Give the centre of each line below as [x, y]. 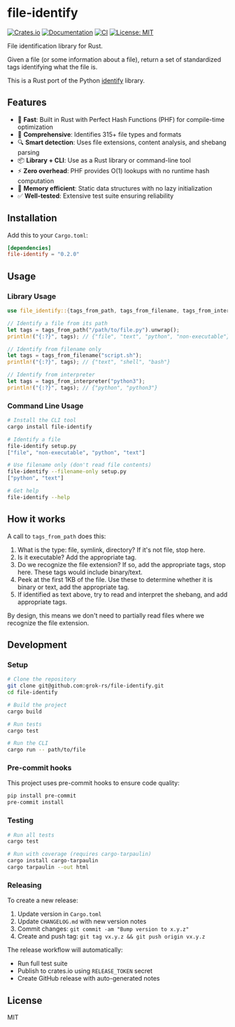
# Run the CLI [28, 743]
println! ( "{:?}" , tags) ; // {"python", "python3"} [83, 388]
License [25, 1000]
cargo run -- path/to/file [47, 750]
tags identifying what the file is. [52, 67]
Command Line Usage [45, 406]
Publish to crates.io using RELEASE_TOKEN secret [85, 971]
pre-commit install [36, 803]
